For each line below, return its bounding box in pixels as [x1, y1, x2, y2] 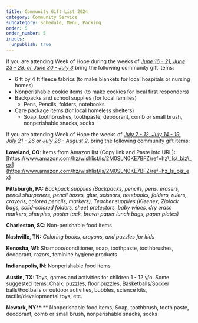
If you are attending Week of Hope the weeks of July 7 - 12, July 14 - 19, [6, 130, 181, 138]
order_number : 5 [6, 31, 46, 37]
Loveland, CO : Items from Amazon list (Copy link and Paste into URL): [6, 148, 176, 155]
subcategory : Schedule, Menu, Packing [6, 19, 101, 25]
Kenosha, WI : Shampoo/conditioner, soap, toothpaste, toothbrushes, [6, 244, 174, 252]
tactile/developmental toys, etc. [6, 292, 82, 299]
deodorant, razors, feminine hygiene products [6, 250, 118, 257]
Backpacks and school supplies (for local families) [14, 94, 137, 101]
